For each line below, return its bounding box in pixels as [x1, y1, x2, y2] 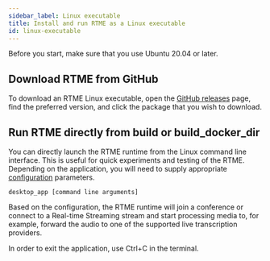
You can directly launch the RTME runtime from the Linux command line [8, 147, 247, 156]
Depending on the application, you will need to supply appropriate [8, 164, 227, 173]
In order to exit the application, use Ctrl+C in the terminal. [8, 243, 199, 253]
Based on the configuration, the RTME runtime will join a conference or [8, 202, 244, 212]
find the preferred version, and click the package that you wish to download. [8, 102, 262, 112]
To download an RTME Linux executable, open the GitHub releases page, [8, 93, 251, 103]
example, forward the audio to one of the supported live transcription [8, 219, 238, 229]
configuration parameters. [8, 172, 95, 182]
